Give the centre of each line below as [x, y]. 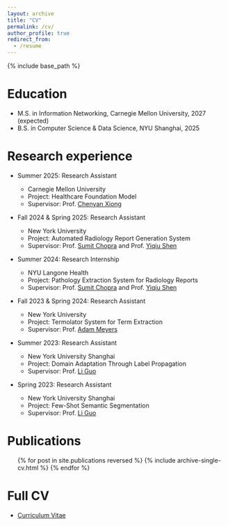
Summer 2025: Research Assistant [67, 176]
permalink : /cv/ [31, 26]
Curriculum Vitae [41, 515]
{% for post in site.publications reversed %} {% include [96, 460]
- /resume [27, 46]
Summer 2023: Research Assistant [67, 343]
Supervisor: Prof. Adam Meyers [73, 329]
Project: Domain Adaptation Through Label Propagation [107, 364]
